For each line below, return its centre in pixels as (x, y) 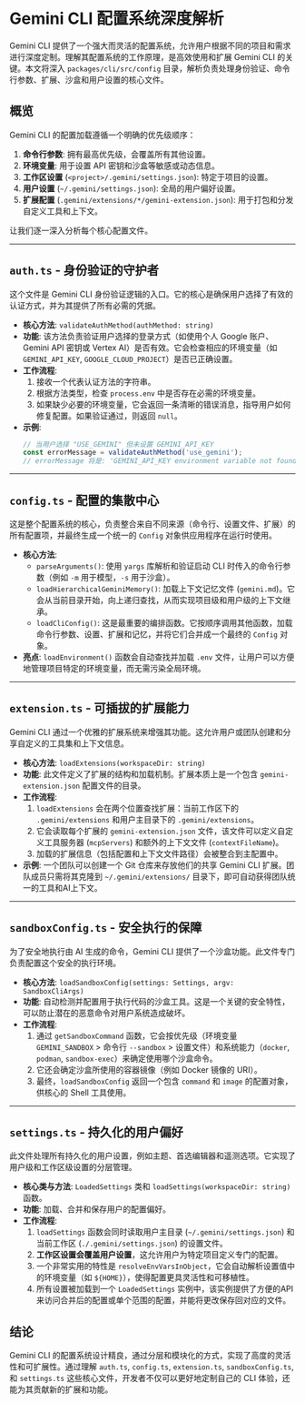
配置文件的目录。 (113, 785)
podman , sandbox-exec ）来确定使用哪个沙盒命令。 (127, 1058)
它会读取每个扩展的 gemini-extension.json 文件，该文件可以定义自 (161, 831)
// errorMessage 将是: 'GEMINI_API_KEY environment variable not (147, 461)
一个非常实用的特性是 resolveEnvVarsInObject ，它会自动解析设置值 (162, 1267)
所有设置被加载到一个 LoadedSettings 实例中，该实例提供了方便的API (165, 1289)
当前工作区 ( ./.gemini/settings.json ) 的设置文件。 (132, 1244)
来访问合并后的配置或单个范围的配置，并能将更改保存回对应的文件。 (163, 1300)
